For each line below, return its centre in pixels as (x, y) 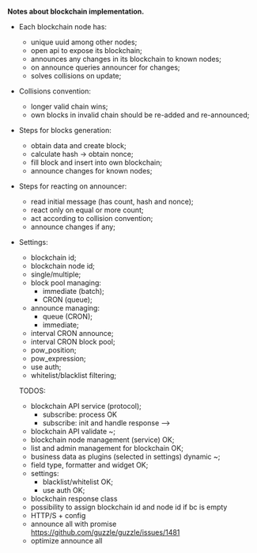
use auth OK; (64, 490)
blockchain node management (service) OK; (102, 440)
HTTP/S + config (58, 515)
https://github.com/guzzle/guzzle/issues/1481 (105, 532)
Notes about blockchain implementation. (76, 11)
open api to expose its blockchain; (87, 50)
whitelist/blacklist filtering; (73, 375)
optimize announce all (66, 541)
